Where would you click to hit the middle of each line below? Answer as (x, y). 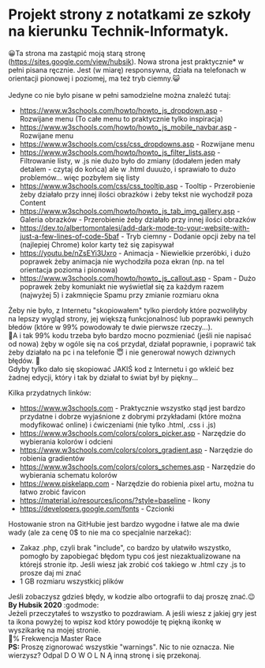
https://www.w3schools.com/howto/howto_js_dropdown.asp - (121, 110)
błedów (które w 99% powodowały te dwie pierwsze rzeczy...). (110, 327)
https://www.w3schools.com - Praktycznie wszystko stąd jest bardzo (132, 407)
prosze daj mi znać (50, 572)
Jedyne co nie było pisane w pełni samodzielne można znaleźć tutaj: (119, 95)
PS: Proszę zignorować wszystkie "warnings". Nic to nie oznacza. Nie (121, 647)
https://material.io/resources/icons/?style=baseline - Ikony (115, 500)
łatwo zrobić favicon (52, 492)
